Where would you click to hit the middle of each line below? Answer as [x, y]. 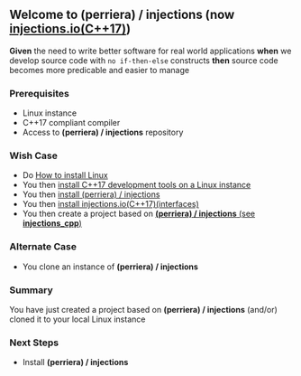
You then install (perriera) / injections [91, 194]
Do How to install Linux [65, 175]
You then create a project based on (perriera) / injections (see [139, 214]
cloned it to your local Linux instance [78, 319]
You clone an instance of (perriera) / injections [110, 267]
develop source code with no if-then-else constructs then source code [144, 60]
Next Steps [34, 343]
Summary [32, 290]
